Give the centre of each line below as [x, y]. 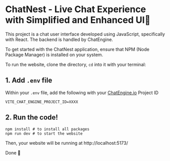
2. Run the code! [32, 117]
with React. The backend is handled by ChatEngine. [59, 39]
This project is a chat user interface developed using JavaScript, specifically [85, 34]
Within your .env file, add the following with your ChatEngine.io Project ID [82, 93]
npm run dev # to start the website [44, 133]
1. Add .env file [29, 80]
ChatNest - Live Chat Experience [76, 9]
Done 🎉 [13, 152]
